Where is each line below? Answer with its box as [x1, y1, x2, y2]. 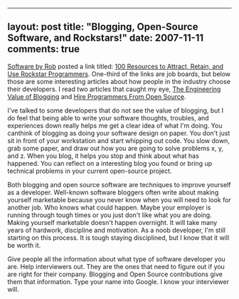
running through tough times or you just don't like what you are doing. [7, 211, 212, 219]
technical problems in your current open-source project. [7, 167, 172, 175]
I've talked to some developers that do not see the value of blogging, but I [7, 106, 224, 115]
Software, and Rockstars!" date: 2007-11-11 [7, 32, 204, 44]
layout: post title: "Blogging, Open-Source [7, 21, 198, 33]
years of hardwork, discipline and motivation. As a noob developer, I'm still [7, 226, 226, 234]
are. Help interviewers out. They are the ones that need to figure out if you [7, 262, 225, 271]
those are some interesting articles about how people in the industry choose [7, 77, 231, 85]
